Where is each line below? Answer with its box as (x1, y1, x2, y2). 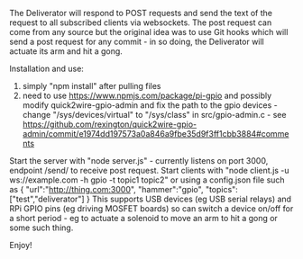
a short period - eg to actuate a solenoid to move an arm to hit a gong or (9, 213, 278, 223)
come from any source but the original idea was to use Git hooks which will (9, 27, 289, 37)
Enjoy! (9, 240, 33, 250)
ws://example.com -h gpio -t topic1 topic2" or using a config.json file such (9, 174, 286, 185)
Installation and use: (9, 63, 84, 74)
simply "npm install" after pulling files (22, 81, 161, 91)
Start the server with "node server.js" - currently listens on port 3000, (9, 156, 269, 165)
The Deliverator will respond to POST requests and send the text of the (9, 8, 273, 18)
